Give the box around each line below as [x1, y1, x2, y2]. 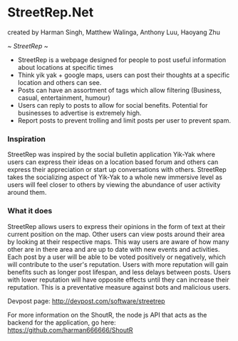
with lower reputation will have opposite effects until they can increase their [7, 275, 229, 284]
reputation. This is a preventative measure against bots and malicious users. [7, 283, 231, 291]
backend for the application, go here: [7, 318, 116, 327]
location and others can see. [17, 78, 102, 86]
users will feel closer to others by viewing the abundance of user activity [7, 180, 221, 189]
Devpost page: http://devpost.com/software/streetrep [7, 297, 165, 305]
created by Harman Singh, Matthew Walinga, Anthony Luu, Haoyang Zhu [7, 28, 221, 36]
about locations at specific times [17, 63, 114, 71]
